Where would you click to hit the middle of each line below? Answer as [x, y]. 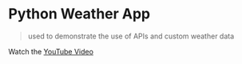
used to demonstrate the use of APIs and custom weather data [131, 36]
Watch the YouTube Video [51, 51]
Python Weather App [79, 14]
